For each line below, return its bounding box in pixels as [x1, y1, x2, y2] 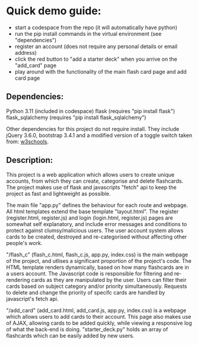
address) [14, 49, 37, 56]
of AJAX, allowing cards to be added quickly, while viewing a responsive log [6, 319, 193, 327]
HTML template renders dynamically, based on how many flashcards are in [6, 264, 190, 271]
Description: [6, 155, 53, 165]
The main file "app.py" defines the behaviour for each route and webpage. [6, 201, 189, 209]
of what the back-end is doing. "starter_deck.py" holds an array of [6, 325, 168, 333]
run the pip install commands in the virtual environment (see [14, 30, 162, 37]
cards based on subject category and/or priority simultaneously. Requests [6, 283, 187, 290]
